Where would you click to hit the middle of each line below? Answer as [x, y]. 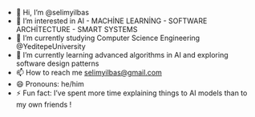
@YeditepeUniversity [51, 46]
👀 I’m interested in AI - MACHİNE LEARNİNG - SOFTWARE [111, 21]
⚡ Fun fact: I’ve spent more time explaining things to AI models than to [132, 93]
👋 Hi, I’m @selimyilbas [53, 12]
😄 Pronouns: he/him [50, 84]
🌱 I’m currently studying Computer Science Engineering [108, 38]
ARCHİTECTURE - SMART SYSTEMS [77, 29]
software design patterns [57, 63]
